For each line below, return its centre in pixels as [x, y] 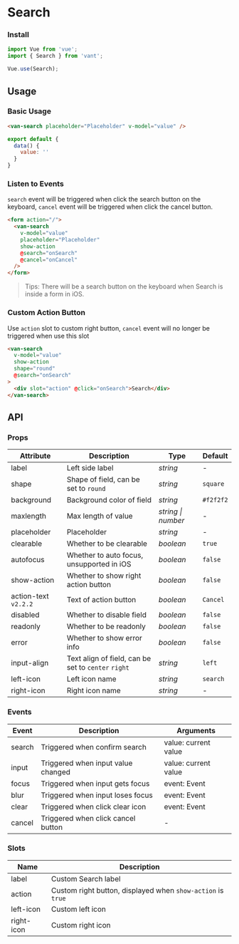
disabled [25, 615]
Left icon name [91, 679]
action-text [30, 596]
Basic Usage [30, 111]
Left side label [90, 468]
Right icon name [94, 690]
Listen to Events [36, 184]
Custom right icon [81, 925]
